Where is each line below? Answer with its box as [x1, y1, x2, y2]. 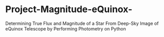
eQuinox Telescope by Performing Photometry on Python [5, 25, 127, 31]
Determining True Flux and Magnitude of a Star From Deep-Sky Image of [5, 20, 159, 26]
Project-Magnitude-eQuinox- [5, 4, 133, 15]
